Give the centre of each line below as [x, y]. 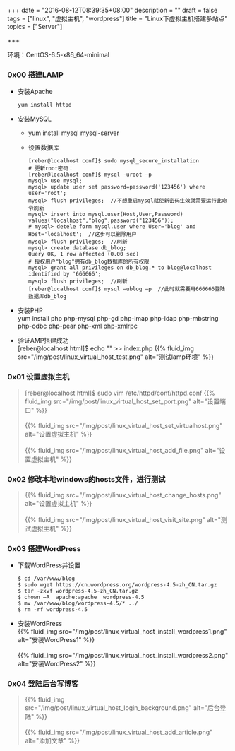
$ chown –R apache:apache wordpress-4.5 [81, 597]
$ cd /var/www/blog [46, 579]
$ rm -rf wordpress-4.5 [53, 610]
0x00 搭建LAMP [35, 75]
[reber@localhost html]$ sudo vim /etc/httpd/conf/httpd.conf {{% [120, 393]
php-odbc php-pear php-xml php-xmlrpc [77, 326]
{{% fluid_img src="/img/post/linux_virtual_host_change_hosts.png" [123, 495]
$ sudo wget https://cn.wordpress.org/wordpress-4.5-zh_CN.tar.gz [117, 585]
